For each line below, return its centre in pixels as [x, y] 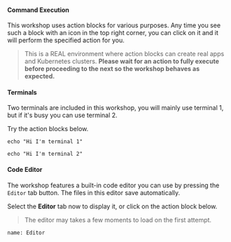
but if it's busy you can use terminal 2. [62, 115]
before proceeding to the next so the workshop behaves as [112, 69]
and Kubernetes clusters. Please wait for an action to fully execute [121, 61]
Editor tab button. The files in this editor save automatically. [94, 192]
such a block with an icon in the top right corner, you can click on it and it [113, 33]
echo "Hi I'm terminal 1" [45, 142]
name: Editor [26, 233]
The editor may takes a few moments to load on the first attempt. [118, 220]
